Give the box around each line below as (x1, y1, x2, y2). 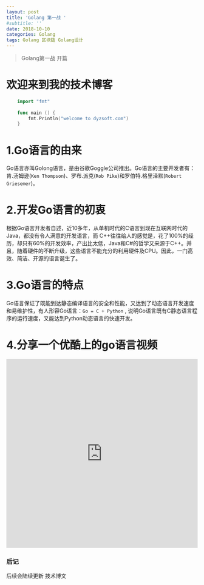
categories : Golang (6, 32, 56, 38)
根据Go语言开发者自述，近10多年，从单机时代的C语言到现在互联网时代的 (6, 225, 188, 232)
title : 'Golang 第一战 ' (6, 15, 67, 21)
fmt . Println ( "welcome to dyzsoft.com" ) (28, 115, 129, 121)
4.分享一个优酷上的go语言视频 (6, 338, 158, 352)
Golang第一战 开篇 (21, 55, 68, 61)
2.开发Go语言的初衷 (6, 203, 106, 217)
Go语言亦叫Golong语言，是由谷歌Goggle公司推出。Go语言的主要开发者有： (6, 164, 195, 172)
